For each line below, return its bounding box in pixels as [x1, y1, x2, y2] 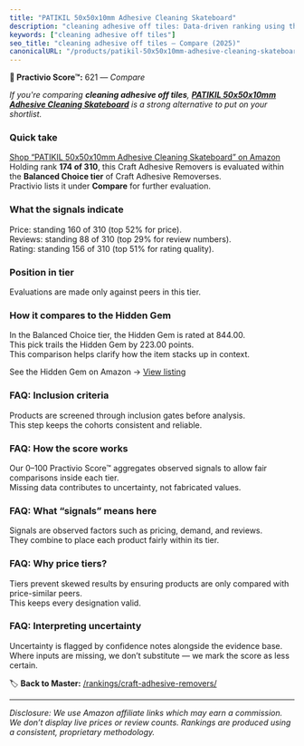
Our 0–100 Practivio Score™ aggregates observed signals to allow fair [9, 462, 268, 473]
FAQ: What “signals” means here [9, 504, 157, 517]
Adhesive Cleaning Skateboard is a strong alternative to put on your [9, 99, 268, 110]
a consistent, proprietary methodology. [9, 726, 156, 737]
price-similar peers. [9, 587, 83, 598]
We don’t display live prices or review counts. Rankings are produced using [9, 717, 291, 728]
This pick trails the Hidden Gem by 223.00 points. [9, 339, 195, 350]
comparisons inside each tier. [9, 472, 119, 483]
